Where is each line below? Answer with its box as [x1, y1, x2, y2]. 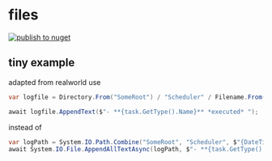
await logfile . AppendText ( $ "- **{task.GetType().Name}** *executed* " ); [8, 108, 259, 116]
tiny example [8, 56, 75, 70]
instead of [8, 122, 42, 132]
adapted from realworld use [8, 77, 101, 87]
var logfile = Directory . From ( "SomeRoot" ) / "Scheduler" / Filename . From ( [8, 93, 266, 101]
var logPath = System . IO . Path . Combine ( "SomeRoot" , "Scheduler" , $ [8, 138, 237, 146]
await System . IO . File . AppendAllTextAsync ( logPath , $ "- [8, 146, 198, 154]
